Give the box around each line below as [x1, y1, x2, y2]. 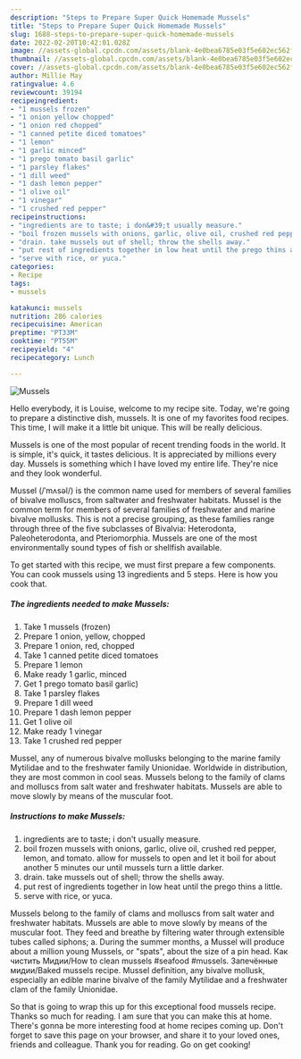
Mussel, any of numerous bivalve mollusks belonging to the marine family [10, 752, 280, 763]
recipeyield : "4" [10, 345, 75, 354]
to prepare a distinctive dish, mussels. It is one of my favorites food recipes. [10, 412, 289, 423]
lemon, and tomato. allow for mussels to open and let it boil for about [22, 853, 276, 863]
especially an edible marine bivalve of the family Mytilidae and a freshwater [10, 974, 288, 985]
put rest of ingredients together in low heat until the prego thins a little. [22, 881, 283, 892]
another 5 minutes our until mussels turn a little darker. [22, 861, 224, 872]
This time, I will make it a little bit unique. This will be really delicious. [10, 422, 263, 433]
